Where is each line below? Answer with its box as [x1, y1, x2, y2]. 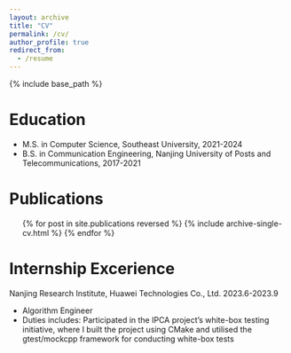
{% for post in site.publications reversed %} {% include [21, 218, 224, 229]
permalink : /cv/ [9, 29, 69, 38]
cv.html [21, 227, 50, 238]
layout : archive [9, 12, 69, 22]
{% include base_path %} [9, 79, 103, 89]
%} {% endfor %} [51, 227, 115, 238]
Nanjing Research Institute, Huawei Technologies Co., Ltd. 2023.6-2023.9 [9, 287, 279, 298]
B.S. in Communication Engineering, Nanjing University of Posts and [21, 148, 271, 159]
